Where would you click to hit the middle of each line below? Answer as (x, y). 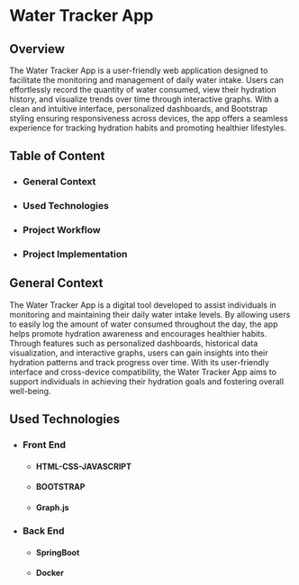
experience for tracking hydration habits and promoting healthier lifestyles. (148, 128)
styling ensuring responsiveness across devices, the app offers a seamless (149, 118)
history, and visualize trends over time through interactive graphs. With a (144, 99)
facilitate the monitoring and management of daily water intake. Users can (146, 80)
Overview (37, 49)
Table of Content (57, 156)
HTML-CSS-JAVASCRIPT (84, 466)
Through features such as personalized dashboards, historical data (134, 343)
